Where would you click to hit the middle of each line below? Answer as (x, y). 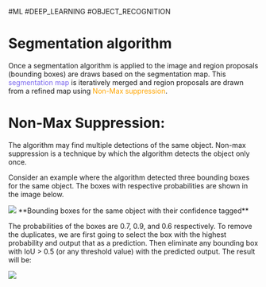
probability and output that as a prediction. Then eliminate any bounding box (133, 242)
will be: (20, 260)
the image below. (36, 194)
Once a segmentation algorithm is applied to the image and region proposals (133, 65)
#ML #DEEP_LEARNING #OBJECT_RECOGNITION (89, 12)
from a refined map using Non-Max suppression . (88, 91)
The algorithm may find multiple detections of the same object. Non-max (127, 145)
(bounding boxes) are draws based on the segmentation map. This (117, 74)
